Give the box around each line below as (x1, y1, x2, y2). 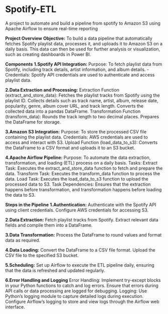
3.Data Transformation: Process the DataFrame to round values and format (5, 231, 162, 238)
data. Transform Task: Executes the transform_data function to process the (5, 170, 160, 177)
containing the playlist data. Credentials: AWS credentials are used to (5, 134, 148, 140)
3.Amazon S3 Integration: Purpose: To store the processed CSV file (5, 128, 147, 134)
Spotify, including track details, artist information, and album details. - (5, 66, 149, 72)
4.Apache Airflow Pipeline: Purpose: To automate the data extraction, (5, 154, 151, 161)
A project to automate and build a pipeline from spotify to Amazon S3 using (5, 20, 160, 26)
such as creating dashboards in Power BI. (5, 51, 91, 57)
